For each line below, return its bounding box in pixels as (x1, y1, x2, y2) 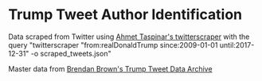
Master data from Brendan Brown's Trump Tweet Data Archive (8, 64, 213, 73)
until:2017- (219, 40, 255, 49)
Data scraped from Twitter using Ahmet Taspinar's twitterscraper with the (8, 32, 250, 41)
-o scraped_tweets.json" (30, 48, 111, 58)
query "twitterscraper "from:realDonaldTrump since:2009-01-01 (8, 40, 218, 49)
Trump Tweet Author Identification (8, 6, 243, 24)
